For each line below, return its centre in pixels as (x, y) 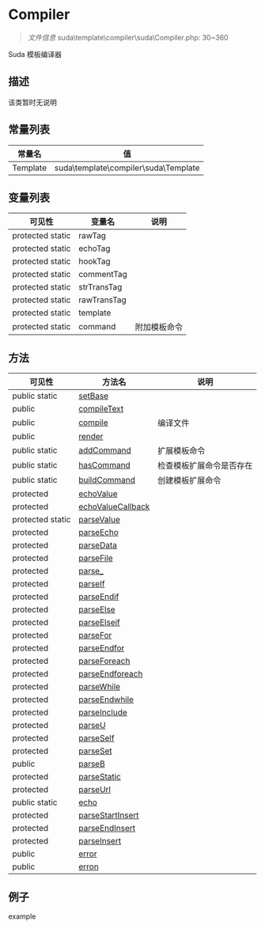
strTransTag (100, 287)
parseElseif (99, 623)
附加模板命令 (159, 328)
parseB (92, 764)
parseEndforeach (111, 674)
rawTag (93, 236)
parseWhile (100, 687)
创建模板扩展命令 (189, 480)
